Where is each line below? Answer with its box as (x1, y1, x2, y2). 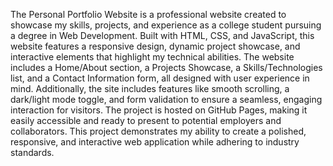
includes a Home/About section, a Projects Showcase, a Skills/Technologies (10, 62, 323, 73)
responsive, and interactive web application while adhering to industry (10, 136, 300, 148)
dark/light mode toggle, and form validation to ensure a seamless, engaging (10, 94, 323, 105)
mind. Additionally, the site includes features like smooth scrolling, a (10, 83, 290, 94)
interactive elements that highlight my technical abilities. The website (10, 51, 295, 63)
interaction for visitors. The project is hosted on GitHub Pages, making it (10, 104, 308, 116)
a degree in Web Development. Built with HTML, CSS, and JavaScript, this (10, 30, 315, 41)
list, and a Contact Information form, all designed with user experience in (10, 72, 310, 84)
